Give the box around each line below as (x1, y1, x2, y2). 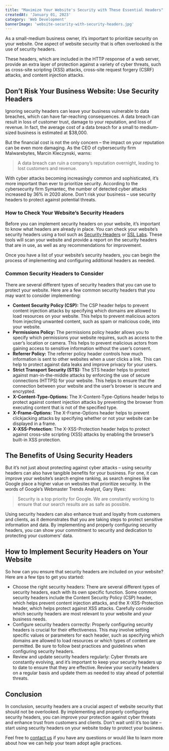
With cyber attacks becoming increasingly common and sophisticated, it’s (5, 175, 159, 181)
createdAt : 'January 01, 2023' (5, 12, 71, 17)
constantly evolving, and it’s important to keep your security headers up (12, 659, 162, 665)
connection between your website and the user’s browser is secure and (12, 383, 161, 389)
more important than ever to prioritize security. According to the (5, 181, 138, 187)
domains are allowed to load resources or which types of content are (12, 638, 156, 644)
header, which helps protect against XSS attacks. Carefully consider (12, 605, 154, 611)
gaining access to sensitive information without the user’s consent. (12, 345, 152, 351)
